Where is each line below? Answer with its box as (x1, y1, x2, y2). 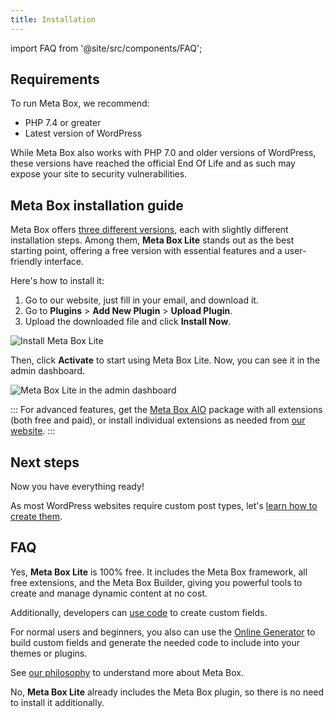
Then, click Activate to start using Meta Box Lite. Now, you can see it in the (10, 354, 321, 366)
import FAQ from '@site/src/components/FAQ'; (10, 42, 203, 54)
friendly (10, 256, 43, 268)
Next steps (10, 454, 80, 471)
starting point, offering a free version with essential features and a (10, 245, 283, 257)
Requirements (10, 71, 100, 88)
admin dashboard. (10, 365, 86, 377)
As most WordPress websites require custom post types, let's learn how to (10, 500, 318, 512)
